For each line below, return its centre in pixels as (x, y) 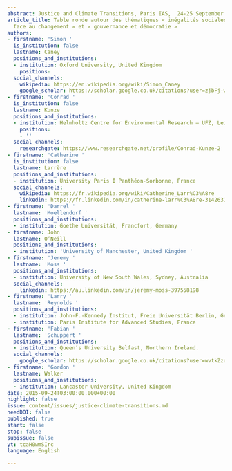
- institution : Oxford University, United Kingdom (88, 65)
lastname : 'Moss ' (40, 264)
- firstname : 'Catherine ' (46, 155)
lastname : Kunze (37, 110)
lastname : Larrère (40, 168)
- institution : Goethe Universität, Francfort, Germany (95, 225)
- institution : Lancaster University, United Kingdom (92, 387)
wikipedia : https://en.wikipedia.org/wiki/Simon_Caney (100, 84)
